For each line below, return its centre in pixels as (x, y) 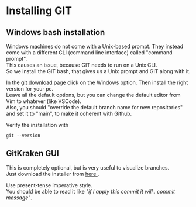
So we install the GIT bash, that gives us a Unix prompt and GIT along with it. (98, 71)
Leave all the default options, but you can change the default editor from (93, 95)
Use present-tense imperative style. (49, 185)
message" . (19, 198)
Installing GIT (39, 11)
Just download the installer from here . (53, 174)
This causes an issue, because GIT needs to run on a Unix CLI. (82, 65)
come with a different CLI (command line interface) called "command (89, 53)
